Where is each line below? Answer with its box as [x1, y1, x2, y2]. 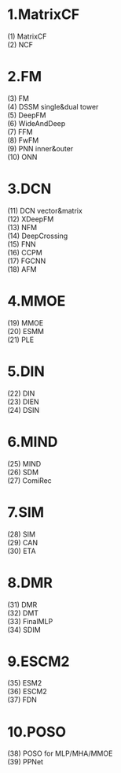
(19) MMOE [7, 318, 44, 328]
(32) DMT [7, 608, 39, 618]
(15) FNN [7, 239, 36, 249]
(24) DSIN [7, 405, 40, 414]
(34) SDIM [7, 625, 41, 634]
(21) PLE [7, 335, 35, 344]
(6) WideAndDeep [7, 118, 66, 128]
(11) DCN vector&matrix [7, 206, 83, 215]
